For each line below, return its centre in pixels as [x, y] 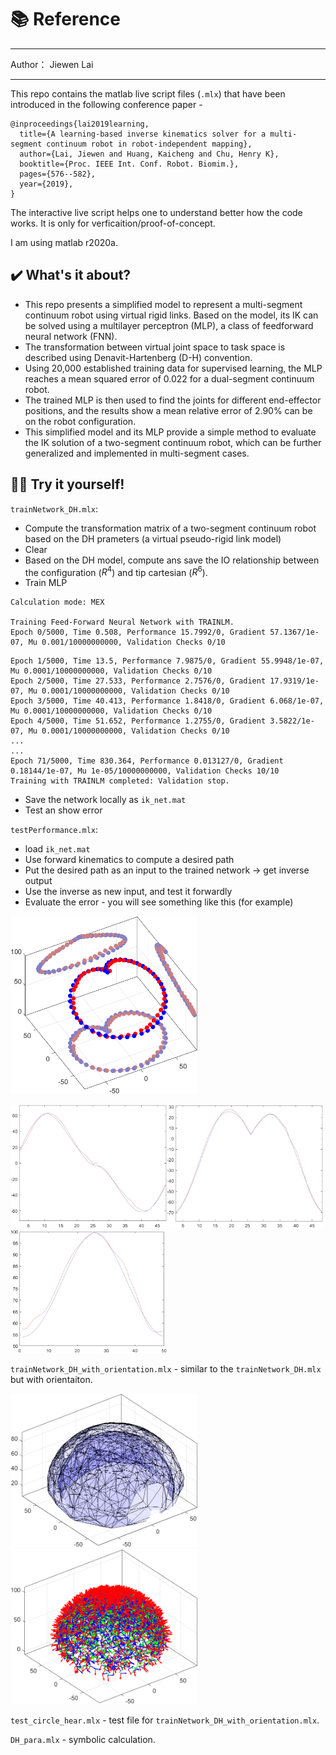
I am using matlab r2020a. [64, 242]
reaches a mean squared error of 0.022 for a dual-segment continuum [169, 378]
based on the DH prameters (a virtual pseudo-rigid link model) [153, 538]
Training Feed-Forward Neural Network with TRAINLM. [122, 622]
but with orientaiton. [51, 1379]
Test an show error [63, 810]
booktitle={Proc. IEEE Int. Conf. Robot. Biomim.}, [129, 164]
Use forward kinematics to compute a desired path [129, 860]
